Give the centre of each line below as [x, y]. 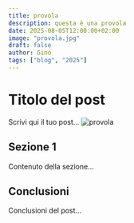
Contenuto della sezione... [51, 166]
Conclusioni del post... [45, 211]
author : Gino [30, 53]
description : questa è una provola [67, 23]
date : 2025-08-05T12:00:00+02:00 [64, 30]
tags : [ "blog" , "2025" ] [48, 61]
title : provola [33, 16]
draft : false [30, 46]
